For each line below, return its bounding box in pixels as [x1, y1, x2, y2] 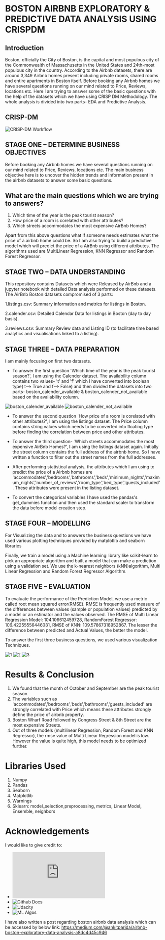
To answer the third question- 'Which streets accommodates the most [12, 439, 155, 445]
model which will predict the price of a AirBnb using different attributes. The [5, 243, 159, 249]
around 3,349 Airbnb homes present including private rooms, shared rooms [5, 73, 159, 78]
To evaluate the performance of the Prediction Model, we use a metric [5, 595, 148, 601]
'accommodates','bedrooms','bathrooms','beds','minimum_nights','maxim [12, 474, 160, 480]
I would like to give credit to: [5, 842, 63, 848]
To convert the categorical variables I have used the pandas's [12, 494, 138, 500]
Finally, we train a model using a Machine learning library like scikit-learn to [5, 552, 158, 558]
